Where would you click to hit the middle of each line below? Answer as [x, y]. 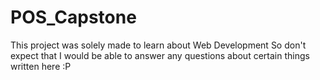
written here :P [41, 66]
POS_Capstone [73, 17]
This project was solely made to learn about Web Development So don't [158, 45]
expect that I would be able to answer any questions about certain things [160, 55]
